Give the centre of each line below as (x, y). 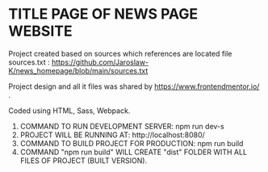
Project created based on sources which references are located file (120, 53)
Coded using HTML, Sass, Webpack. (69, 111)
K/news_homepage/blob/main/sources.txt (78, 70)
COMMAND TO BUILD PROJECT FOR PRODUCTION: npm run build (132, 143)
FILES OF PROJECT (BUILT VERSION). (84, 160)
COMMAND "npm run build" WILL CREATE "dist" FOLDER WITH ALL (134, 152)
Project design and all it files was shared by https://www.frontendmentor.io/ (134, 86)
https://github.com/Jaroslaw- (100, 62)
